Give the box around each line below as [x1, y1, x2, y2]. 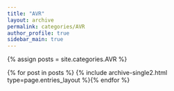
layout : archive [7, 17, 54, 24]
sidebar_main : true [7, 36, 64, 43]
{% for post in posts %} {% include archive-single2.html [7, 69, 168, 77]
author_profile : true [7, 29, 70, 37]
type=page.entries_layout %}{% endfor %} [7, 76, 130, 84]
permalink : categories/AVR [7, 23, 85, 30]
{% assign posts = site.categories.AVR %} [7, 55, 128, 63]
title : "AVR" [7, 10, 45, 17]
